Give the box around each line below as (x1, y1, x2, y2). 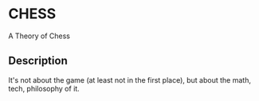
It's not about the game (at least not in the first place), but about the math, (8, 75, 251, 84)
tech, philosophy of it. (8, 84, 80, 93)
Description (8, 54, 68, 68)
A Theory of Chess (8, 31, 70, 41)
